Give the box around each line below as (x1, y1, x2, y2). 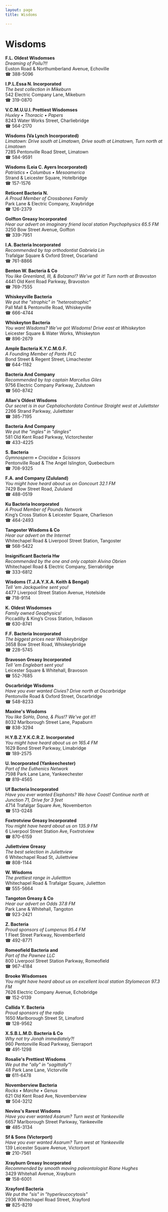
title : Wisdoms (5, 12, 37, 17)
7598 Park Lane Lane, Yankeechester (5, 771, 83, 777)
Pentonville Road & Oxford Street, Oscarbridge (5, 694, 103, 700)
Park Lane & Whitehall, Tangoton (5, 906, 73, 912)
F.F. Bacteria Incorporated (5, 631, 62, 637)
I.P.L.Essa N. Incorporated (5, 81, 62, 87)
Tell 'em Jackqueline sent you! (5, 584, 69, 590)
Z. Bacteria (5, 921, 29, 927)
